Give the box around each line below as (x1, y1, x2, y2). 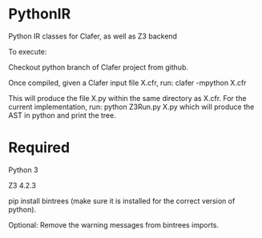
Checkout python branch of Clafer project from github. (8, 62, 188, 72)
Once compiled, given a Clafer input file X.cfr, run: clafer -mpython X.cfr (8, 78, 247, 87)
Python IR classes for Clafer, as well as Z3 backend (8, 31, 178, 41)
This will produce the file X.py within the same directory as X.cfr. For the (8, 93, 247, 103)
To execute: (8, 46, 47, 56)
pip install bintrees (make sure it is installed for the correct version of (8, 196, 236, 205)
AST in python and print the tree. (8, 110, 116, 120)
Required (8, 139, 71, 157)
